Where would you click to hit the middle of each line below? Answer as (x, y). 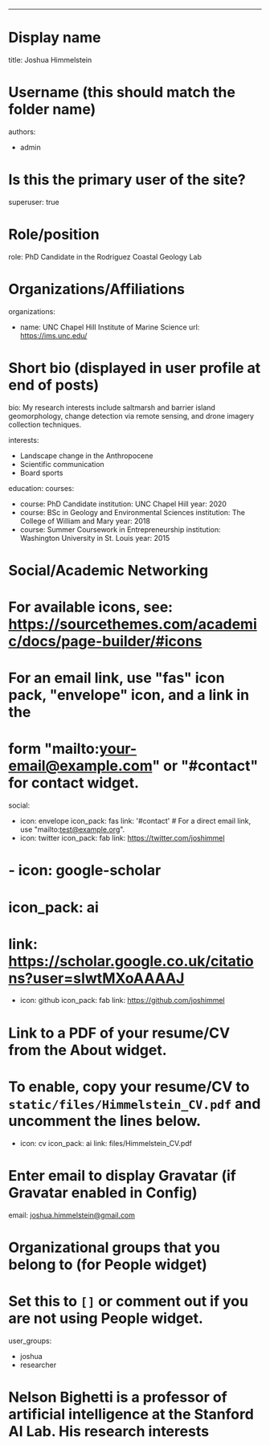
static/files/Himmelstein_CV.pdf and (135, 1104)
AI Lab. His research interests (109, 1431)
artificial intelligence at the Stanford (131, 1414)
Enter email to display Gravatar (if (123, 1175)
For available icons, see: (91, 607)
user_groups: (30, 1341)
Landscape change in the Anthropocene (86, 456)
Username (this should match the (122, 92)
